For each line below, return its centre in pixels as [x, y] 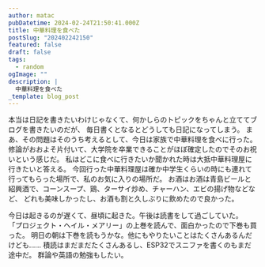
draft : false [30, 52]
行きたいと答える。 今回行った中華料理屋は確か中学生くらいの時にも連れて [131, 169]
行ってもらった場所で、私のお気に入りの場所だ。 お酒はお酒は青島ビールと [130, 179]
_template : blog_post [44, 96]
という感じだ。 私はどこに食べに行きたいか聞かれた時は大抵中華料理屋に [134, 160]
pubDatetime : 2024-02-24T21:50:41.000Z [74, 23]
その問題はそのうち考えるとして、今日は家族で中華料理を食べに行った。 [139, 140]
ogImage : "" [28, 74]
